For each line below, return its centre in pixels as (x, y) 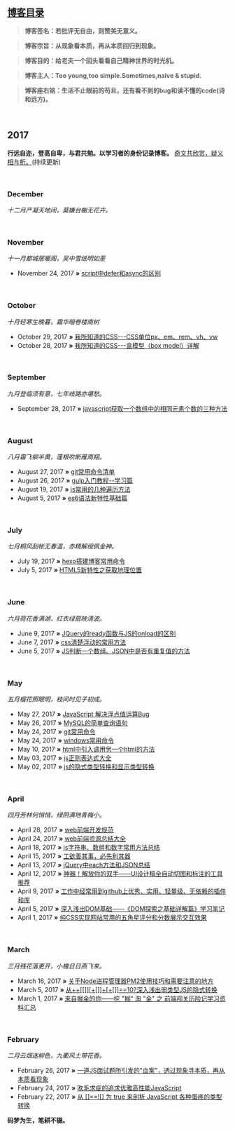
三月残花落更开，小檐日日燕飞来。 (56, 966)
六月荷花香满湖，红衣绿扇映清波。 (56, 618)
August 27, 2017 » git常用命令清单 (66, 472)
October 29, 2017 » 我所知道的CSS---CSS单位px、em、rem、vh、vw (117, 337)
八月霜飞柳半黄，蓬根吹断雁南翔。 (56, 457)
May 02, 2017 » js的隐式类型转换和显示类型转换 (86, 767)
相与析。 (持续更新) (34, 162)
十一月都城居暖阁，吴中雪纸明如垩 (56, 259)
